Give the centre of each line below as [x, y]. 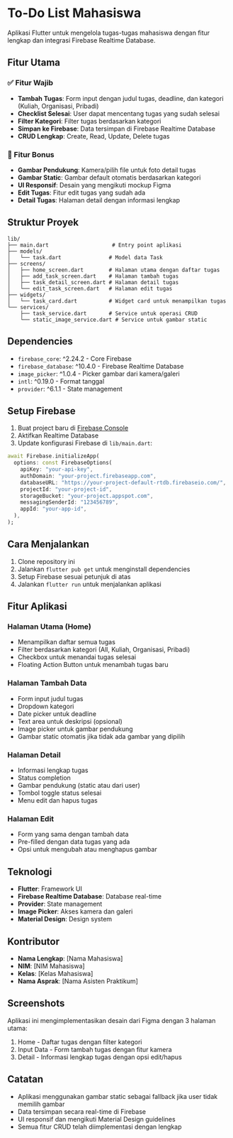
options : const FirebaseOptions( [63, 463]
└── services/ [28, 307]
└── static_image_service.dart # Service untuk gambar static [114, 320]
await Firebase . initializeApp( [53, 456]
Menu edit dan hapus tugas [57, 801]
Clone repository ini [46, 561]
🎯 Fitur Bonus [31, 154]
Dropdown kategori [46, 706]
